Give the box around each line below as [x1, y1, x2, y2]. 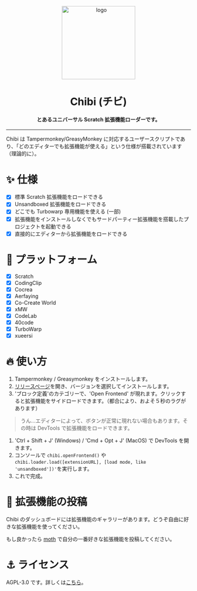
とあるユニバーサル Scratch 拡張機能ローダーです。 [36, 116, 161, 123]
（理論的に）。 [6, 150, 40, 157]
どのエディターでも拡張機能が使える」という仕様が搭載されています [18, 143, 182, 150]
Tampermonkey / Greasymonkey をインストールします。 [14, 375, 151, 383]
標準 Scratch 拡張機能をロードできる [14, 193, 104, 201]
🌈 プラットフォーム [6, 253, 98, 266]
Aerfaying [14, 293, 39, 300]
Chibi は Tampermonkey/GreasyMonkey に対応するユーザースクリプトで [6, 135, 181, 142]
